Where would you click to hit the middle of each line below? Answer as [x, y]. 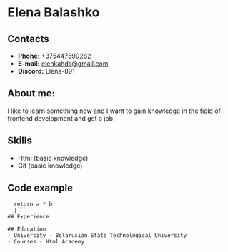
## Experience [29, 217]
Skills [20, 141]
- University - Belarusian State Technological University [97, 236]
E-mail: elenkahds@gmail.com [63, 64]
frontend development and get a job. [61, 118]
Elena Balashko [54, 12]
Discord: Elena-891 [46, 71]
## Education [27, 229]
